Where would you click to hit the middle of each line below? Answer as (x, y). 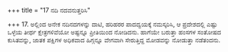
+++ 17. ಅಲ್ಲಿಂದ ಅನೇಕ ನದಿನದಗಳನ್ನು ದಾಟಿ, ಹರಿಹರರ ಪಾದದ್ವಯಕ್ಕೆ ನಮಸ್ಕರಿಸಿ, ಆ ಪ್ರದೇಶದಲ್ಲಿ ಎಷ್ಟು (113, 24)
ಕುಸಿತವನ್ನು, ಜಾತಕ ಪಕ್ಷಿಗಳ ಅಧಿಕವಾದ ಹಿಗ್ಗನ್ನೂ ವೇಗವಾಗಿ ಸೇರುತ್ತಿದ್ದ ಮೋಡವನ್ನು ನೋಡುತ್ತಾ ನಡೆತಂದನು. (114, 40)
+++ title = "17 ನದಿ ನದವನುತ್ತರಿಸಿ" (49, 10)
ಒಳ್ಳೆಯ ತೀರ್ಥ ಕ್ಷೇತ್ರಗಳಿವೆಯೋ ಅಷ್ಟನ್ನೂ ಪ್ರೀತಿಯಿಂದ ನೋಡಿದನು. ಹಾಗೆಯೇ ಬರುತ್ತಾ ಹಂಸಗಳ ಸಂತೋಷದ (114, 32)
